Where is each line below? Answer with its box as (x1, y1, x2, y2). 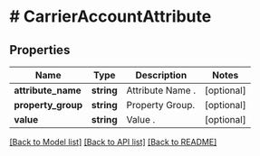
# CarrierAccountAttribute (9, 6, 212, 27)
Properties (9, 42, 71, 58)
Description (135, 69, 188, 81)
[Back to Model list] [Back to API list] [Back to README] (9, 137, 217, 147)
